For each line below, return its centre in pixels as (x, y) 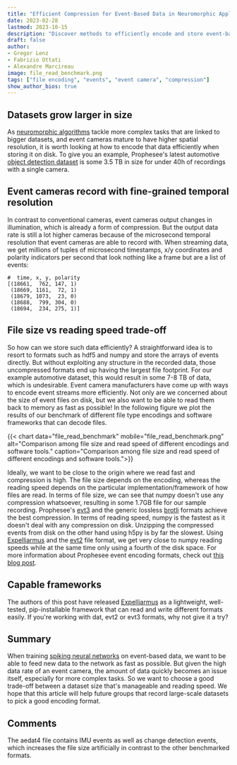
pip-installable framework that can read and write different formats (126, 609)
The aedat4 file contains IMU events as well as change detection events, (113, 740)
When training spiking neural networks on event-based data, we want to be (117, 656)
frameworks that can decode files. (57, 422)
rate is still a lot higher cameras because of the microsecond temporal (109, 235)
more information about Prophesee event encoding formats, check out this (116, 555)
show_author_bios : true (42, 86)
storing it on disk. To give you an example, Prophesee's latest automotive (114, 154)
